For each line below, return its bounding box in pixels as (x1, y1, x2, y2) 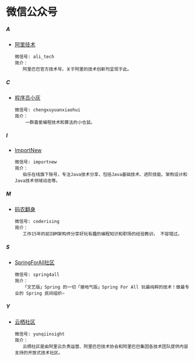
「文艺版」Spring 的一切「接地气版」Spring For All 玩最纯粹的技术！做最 (22, 284, 186, 291)
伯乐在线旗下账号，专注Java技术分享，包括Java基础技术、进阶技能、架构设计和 (22, 171, 187, 178)
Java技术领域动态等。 (14, 178, 60, 184)
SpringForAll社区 (14, 259, 55, 266)
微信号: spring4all (14, 272, 60, 278)
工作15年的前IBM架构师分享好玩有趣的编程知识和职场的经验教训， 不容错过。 (22, 231, 183, 237)
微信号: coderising (14, 218, 60, 225)
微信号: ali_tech (14, 54, 54, 60)
